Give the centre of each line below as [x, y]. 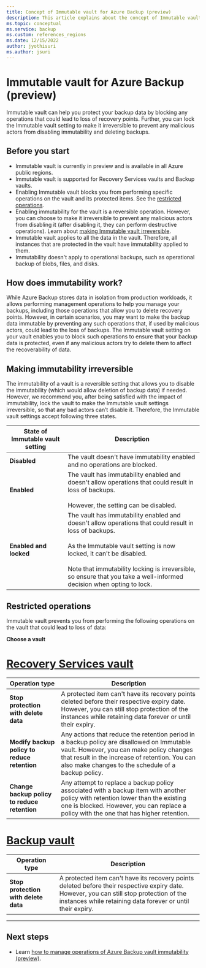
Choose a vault [26, 639]
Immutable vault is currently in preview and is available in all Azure [99, 166]
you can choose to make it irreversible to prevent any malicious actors [104, 218]
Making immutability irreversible [70, 369]
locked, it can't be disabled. [107, 554]
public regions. [34, 172]
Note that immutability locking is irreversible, [132, 569]
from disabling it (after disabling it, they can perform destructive [96, 224]
